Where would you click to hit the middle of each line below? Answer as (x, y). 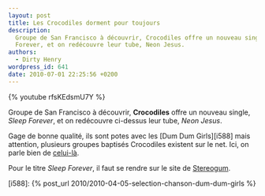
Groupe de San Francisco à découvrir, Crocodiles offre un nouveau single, (129, 112)
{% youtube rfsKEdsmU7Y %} (57, 96)
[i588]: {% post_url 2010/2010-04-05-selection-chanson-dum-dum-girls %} (132, 183)
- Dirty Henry (38, 60)
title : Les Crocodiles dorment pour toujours (84, 23)
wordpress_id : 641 (38, 67)
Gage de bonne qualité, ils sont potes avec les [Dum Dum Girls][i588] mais (129, 136)
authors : (22, 52)
